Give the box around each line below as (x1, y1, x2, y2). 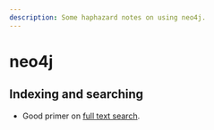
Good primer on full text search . (21, 110, 141, 121)
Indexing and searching (9, 86, 144, 102)
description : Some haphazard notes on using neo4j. (9, 12, 206, 22)
